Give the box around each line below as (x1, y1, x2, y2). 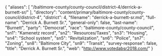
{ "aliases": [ (5, 4, 30, 10)
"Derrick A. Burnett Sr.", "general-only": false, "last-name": (20, 19, 138, 25)
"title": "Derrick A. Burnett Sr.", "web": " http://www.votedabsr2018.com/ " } (5, 46, 153, 51)
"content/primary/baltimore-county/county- (58, 9, 146, 15)
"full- (146, 15, 156, 20)
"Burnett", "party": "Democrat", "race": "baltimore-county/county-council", (5, 25, 155, 31)
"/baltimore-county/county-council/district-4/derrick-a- (31, 4, 143, 10)
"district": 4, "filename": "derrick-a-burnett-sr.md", (43, 15, 145, 20)
